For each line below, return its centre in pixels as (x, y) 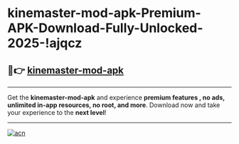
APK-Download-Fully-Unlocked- (105, 28)
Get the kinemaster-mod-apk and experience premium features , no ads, (116, 98)
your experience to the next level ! (57, 112)
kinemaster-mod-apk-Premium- (104, 13)
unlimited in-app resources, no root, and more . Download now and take (114, 105)
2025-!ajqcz (45, 43)
